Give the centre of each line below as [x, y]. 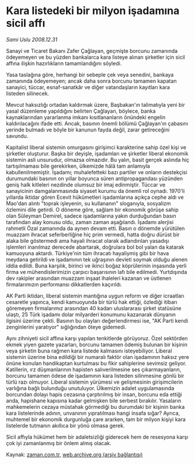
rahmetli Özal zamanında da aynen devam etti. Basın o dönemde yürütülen [95, 228]
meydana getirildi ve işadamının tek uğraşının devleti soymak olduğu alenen [97, 259]
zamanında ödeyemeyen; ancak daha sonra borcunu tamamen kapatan [91, 81]
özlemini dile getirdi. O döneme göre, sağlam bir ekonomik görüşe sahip [93, 209]
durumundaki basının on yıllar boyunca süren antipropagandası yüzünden [94, 178]
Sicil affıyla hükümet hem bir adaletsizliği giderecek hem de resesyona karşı [97, 437]
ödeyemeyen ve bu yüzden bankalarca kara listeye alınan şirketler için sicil [95, 57]
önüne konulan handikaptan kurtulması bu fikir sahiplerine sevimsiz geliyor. [96, 363]
